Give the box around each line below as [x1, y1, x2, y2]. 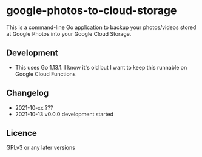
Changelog [6, 88, 49, 98]
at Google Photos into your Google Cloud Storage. [6, 30, 132, 37]
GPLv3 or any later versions [6, 144, 76, 152]
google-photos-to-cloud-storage [6, 4, 177, 18]
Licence [6, 128, 38, 138]
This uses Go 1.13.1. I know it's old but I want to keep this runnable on [15, 64, 187, 71]
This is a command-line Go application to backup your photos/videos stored [6, 24, 197, 31]
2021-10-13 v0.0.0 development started [15, 110, 114, 118]
